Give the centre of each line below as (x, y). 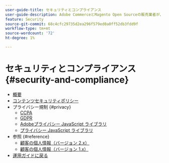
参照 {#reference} (31, 136)
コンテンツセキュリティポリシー (46, 101)
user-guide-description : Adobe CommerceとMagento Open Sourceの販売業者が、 (84, 15)
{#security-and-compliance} (67, 80)
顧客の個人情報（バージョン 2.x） (55, 143)
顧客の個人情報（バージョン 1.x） (54, 149)
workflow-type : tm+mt (28, 29)
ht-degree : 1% (20, 38)
